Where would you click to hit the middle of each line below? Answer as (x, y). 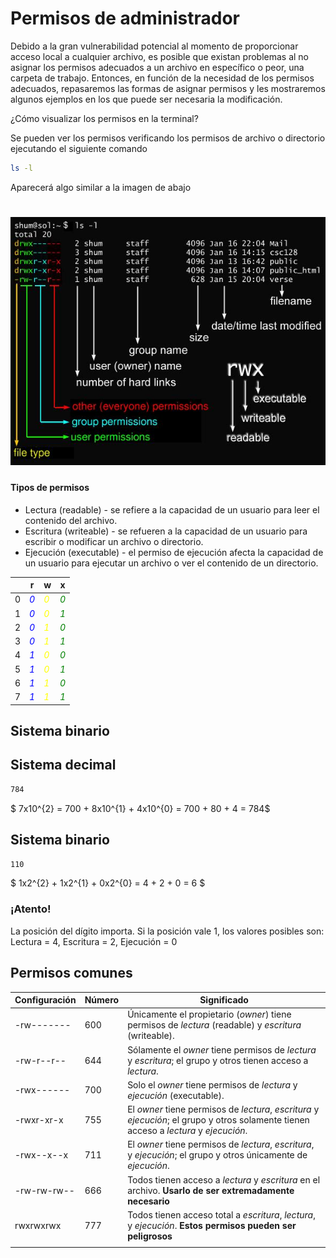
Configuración (45, 1000)
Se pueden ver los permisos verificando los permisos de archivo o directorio (168, 138)
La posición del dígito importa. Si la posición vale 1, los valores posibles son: (167, 931)
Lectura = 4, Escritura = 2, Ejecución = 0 (94, 941)
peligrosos (150, 1236)
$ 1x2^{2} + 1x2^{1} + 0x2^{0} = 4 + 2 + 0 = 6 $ (108, 883)
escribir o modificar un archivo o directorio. (114, 541)
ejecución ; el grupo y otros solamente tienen (218, 1120)
